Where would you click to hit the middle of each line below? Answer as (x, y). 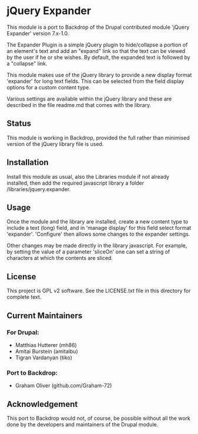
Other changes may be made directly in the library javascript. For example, (97, 246)
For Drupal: (23, 332)
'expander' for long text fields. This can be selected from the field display (95, 81)
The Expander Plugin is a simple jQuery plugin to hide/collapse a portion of (97, 45)
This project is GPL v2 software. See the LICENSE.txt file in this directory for (99, 291)
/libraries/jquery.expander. (39, 189)
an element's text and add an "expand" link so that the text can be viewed (96, 51)
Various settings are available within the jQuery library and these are (89, 99)
